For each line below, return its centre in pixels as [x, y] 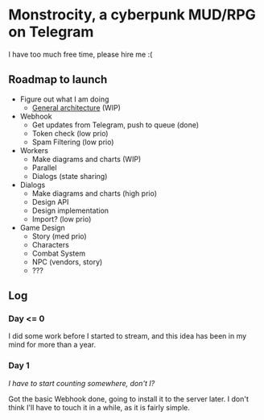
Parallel [44, 168]
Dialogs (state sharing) [70, 176]
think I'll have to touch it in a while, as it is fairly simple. [99, 407]
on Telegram [51, 32]
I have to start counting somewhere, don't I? [82, 383]
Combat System [59, 253]
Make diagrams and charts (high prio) [95, 193]
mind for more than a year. [52, 345]
